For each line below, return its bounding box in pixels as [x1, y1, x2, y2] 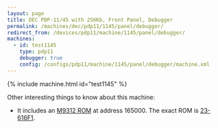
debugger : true [19, 55, 63, 62]
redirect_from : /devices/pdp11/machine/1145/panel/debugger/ [7, 29, 186, 36]
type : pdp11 [19, 49, 53, 55]
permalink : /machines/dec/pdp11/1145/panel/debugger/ [7, 23, 165, 29]
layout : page [7, 10, 45, 17]
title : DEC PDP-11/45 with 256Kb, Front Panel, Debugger [7, 16, 173, 23]
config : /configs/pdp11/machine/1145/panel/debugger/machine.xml [19, 61, 210, 68]
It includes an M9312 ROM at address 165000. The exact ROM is [16, 106, 199, 114]
